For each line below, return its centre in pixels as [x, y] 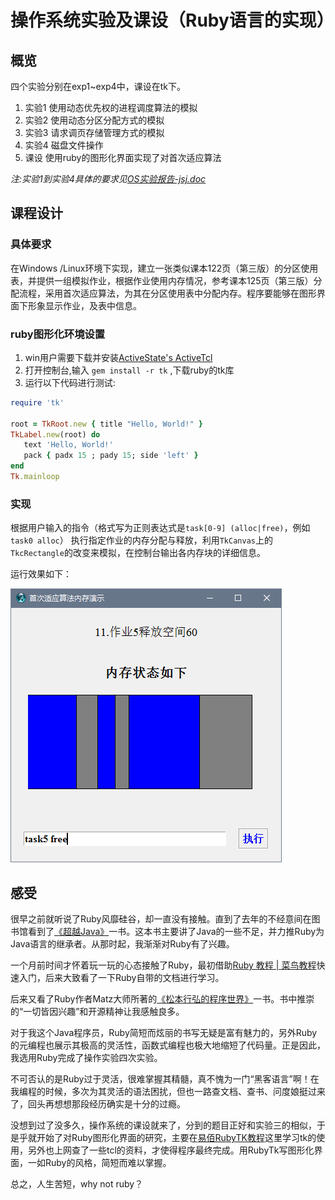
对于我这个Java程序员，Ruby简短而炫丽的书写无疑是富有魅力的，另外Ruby [164, 1033]
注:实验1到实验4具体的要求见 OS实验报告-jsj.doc [108, 179]
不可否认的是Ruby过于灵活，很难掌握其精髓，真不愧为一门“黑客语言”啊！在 [165, 1079]
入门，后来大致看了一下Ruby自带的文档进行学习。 [121, 978]
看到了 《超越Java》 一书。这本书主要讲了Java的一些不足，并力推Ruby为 [176, 932]
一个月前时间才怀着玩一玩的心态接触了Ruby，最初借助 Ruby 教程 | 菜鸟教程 [163, 965]
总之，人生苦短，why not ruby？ [77, 1184]
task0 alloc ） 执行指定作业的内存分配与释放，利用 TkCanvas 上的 [141, 540]
